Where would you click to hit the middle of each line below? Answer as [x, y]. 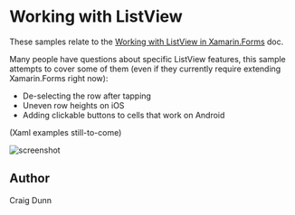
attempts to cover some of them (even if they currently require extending [145, 69]
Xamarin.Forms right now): [59, 78]
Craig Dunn [31, 200]
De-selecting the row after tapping [87, 96]
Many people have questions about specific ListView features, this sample [148, 59]
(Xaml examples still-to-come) [66, 132]
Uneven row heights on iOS [73, 105]
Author [29, 178]
